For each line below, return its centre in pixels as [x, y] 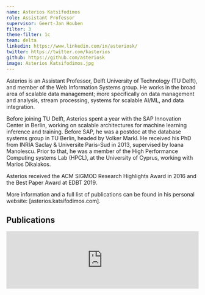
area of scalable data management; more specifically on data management [100, 94]
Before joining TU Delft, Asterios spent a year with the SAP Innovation [94, 118]
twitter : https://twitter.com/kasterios [59, 52]
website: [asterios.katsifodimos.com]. [53, 201]
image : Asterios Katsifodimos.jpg [50, 63]
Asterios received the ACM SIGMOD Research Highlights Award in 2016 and [102, 176]
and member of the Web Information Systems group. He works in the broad [101, 87]
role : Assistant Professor [41, 18]
